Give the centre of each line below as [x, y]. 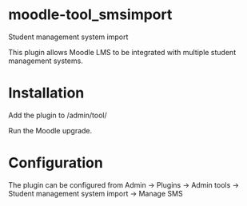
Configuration [56, 163]
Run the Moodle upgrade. [50, 130]
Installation [46, 93]
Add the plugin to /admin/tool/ [58, 115]
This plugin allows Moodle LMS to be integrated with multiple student [122, 52]
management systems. [46, 61]
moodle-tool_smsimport [90, 15]
